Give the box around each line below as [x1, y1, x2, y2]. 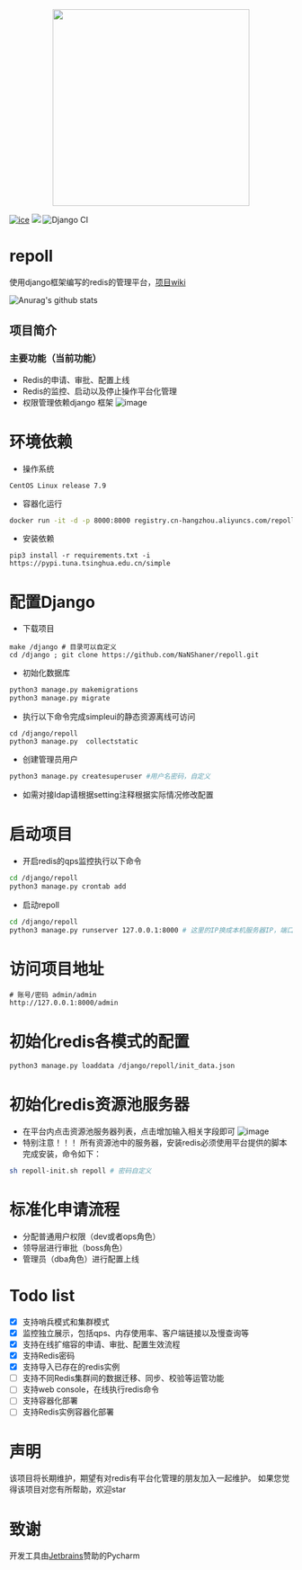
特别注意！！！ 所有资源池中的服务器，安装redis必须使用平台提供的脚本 [22, 1137, 288, 1148]
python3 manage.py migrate [9, 694, 111, 703]
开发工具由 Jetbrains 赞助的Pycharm [9, 1550, 140, 1561]
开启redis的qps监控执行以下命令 [22, 855, 142, 866]
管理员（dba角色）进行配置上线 [22, 1253, 139, 1264]
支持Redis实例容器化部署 [22, 1406, 115, 1417]
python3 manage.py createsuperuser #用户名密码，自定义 [9, 772, 211, 781]
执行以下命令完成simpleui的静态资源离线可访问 [22, 711, 196, 722]
